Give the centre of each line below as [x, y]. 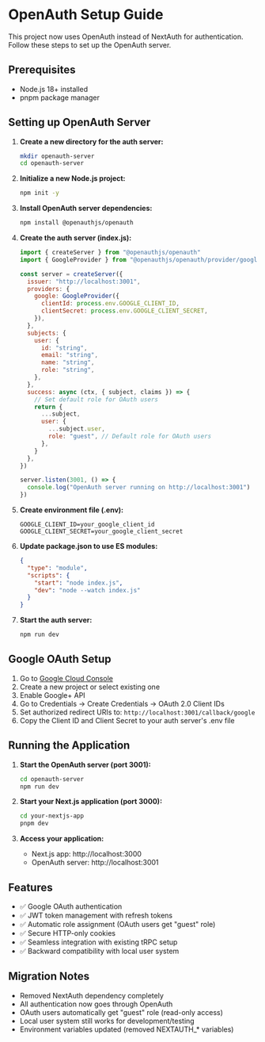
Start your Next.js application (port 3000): [91, 802]
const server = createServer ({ [71, 274]
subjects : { [47, 333]
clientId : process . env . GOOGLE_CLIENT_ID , [110, 304]
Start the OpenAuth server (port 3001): [85, 764]
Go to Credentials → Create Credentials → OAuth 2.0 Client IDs [122, 703]
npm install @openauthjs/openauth [76, 223]
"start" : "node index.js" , [79, 583]
